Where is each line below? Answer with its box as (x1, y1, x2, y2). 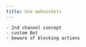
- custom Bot (6, 30, 38, 36)
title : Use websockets (6, 8, 62, 15)
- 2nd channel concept (6, 25, 62, 31)
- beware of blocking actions (6, 35, 81, 41)
